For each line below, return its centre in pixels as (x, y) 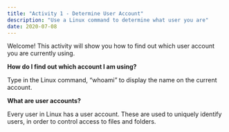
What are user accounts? (44, 101)
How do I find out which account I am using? (72, 67)
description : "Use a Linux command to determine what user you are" (108, 20)
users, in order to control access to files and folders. (82, 122)
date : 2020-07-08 (32, 26)
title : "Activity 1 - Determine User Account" (75, 13)
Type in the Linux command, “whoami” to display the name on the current (112, 80)
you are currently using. (41, 53)
